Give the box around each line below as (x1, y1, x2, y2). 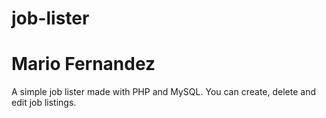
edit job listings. (11, 97, 77, 109)
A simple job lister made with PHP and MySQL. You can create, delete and (11, 86, 316, 98)
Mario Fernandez (11, 53, 156, 76)
